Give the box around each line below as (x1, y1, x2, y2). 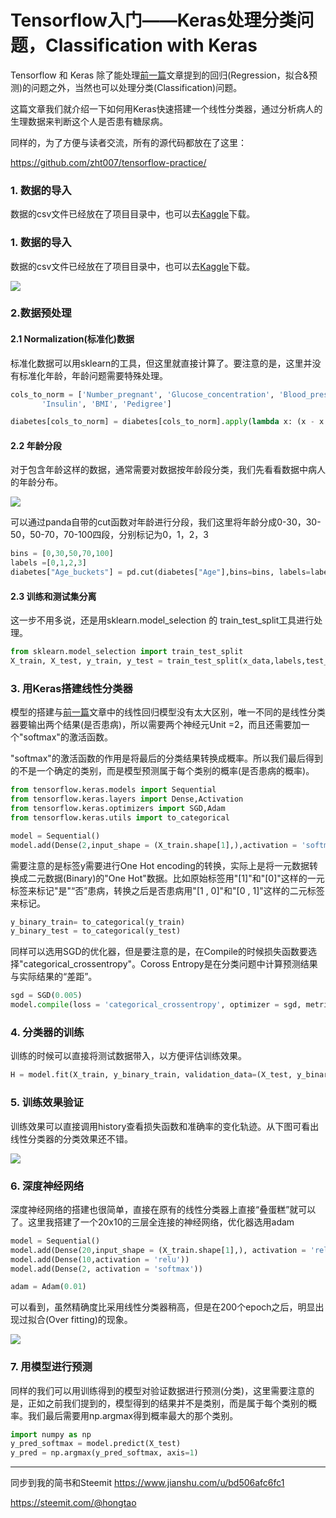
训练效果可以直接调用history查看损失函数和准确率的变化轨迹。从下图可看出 (10, 1120, 320, 1132)
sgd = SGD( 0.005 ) (10, 991, 83, 1001)
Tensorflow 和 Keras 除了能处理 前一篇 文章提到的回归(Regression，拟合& (10, 69, 309, 81)
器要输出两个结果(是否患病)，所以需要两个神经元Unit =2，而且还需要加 (10, 719, 302, 731)
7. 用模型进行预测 (10, 1360, 93, 1374)
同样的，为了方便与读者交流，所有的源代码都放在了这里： (10, 136, 247, 148)
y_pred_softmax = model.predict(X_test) (10, 1439, 182, 1449)
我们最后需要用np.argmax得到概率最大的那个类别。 (27, 1409, 239, 1421)
